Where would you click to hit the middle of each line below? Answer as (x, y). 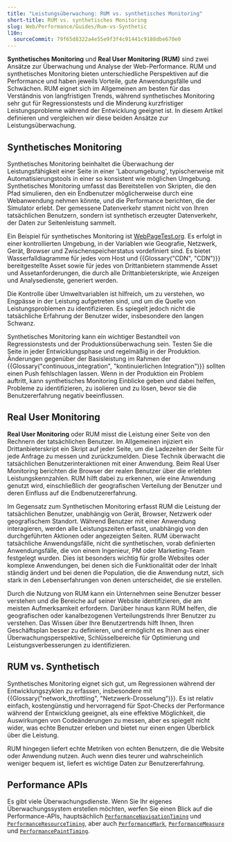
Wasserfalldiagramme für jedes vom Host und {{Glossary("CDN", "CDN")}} (114, 258)
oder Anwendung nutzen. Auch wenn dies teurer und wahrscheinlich (105, 755)
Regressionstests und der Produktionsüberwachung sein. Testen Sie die (110, 344)
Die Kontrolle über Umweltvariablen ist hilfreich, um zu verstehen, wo (106, 293)
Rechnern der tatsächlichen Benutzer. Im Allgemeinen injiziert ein (100, 441)
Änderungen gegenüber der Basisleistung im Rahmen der (89, 358)
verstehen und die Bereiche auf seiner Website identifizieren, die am (105, 601)
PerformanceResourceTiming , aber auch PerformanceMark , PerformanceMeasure (116, 824)
